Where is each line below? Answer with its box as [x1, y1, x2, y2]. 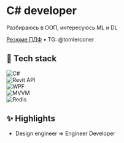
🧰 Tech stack [6, 53, 57, 64]
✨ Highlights [6, 114, 55, 124]
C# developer [6, 4, 77, 18]
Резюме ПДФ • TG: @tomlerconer [6, 35, 95, 43]
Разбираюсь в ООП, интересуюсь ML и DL [6, 24, 118, 31]
